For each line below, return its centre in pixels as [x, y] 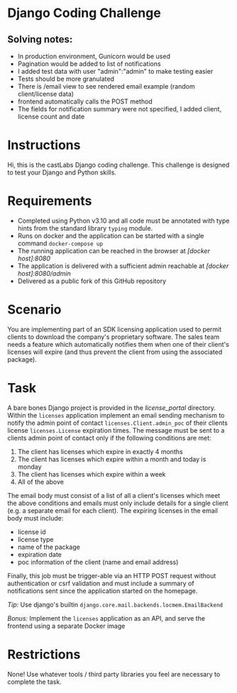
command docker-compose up [60, 243]
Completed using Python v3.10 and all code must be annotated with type [123, 221]
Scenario [34, 310]
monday [29, 467]
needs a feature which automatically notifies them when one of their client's [118, 344]
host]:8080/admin [44, 273]
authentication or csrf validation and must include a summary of [101, 583]
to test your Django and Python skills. [62, 172]
